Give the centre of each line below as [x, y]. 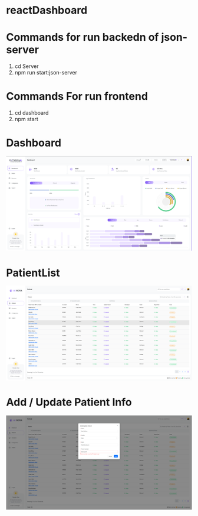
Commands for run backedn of [82, 38]
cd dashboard [32, 113]
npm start [26, 119]
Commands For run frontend [77, 97]
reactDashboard [47, 10]
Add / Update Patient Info [69, 402]
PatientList [33, 273]
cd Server [27, 66]
